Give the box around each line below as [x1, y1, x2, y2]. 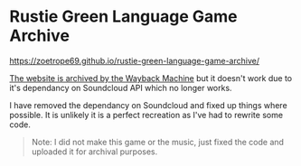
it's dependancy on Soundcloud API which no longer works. [9, 82, 232, 93]
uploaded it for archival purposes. [31, 146, 158, 157]
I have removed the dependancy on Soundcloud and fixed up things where [9, 99, 287, 110]
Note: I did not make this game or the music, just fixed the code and [31, 136, 285, 147]
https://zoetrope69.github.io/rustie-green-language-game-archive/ [9, 55, 260, 66]
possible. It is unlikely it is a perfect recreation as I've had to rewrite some [9, 109, 283, 120]
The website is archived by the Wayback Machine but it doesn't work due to [9, 72, 292, 83]
